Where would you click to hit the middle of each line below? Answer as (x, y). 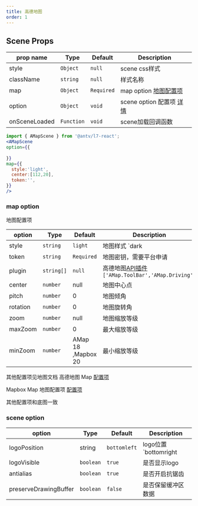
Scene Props (30, 41)
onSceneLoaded (32, 122)
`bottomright (160, 452)
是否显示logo (160, 463)
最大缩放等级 (120, 330)
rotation (20, 307)
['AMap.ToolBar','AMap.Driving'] (149, 275)
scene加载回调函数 (146, 122)
